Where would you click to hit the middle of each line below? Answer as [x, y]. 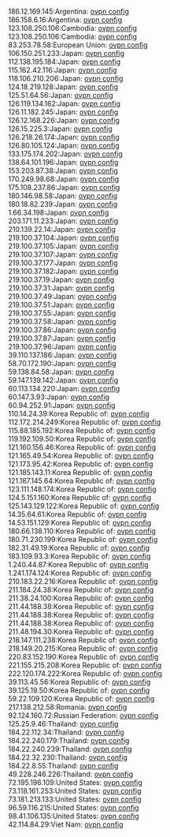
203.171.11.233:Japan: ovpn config [63, 221]
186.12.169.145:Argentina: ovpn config [69, 11]
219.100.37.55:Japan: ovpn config [62, 313]
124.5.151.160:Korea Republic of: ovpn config [80, 497]
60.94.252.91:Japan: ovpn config [62, 405]
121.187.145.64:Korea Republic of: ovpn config [81, 481]
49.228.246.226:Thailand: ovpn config [71, 774]
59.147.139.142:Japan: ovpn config [63, 380]
